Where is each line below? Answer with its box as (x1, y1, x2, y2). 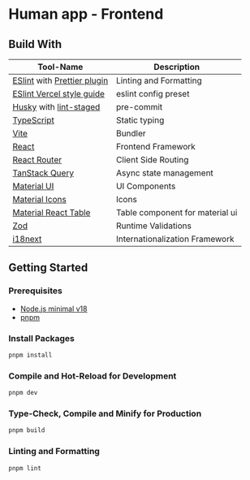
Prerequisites (8, 285, 62, 296)
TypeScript (12, 115, 54, 126)
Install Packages (8, 332, 75, 344)
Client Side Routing (116, 154, 189, 165)
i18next (12, 233, 42, 244)
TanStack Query (12, 167, 75, 179)
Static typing (116, 115, 165, 126)
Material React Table (12, 207, 91, 218)
